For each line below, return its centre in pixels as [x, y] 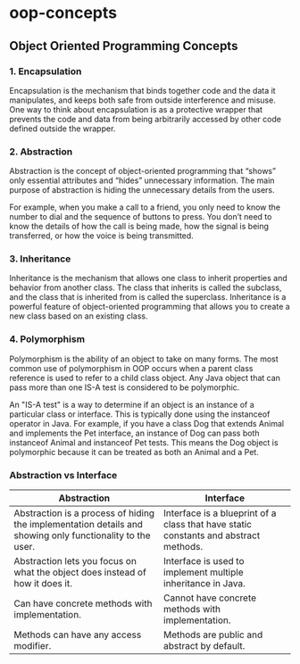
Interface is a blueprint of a [220, 513]
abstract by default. [204, 646]
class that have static [208, 525]
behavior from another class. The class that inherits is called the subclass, [146, 287]
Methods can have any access [78, 635]
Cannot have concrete [210, 598]
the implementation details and [78, 525]
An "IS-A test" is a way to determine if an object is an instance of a [132, 404]
